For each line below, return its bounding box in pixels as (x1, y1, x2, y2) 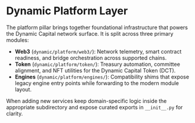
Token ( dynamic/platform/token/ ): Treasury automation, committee (14, 61, 181, 68)
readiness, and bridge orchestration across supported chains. (14, 54, 167, 61)
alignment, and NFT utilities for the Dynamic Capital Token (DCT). (14, 67, 176, 74)
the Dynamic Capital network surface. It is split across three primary (6, 30, 174, 37)
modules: (6, 36, 29, 43)
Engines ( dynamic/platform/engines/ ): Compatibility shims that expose (14, 73, 190, 80)
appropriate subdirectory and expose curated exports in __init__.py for (6, 103, 183, 111)
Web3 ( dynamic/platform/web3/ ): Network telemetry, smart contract (14, 48, 182, 55)
